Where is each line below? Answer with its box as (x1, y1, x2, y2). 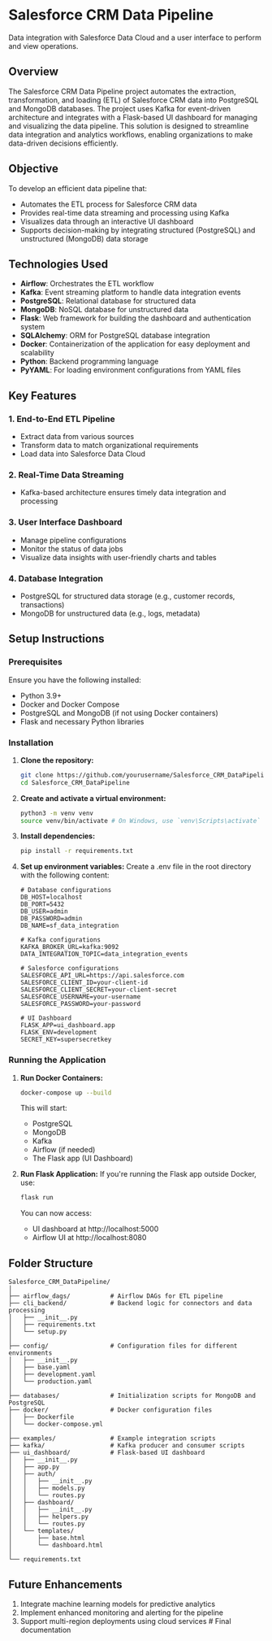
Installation (8, 737, 54, 748)
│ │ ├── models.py (8, 1484, 85, 1493)
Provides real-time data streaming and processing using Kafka (19, 207, 230, 217)
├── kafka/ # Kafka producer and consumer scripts (8, 1442, 245, 1450)
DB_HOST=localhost (19, 893, 83, 902)
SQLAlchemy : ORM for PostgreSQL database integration (19, 331, 210, 341)
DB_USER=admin (19, 908, 68, 916)
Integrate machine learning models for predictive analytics (19, 1599, 216, 1608)
